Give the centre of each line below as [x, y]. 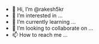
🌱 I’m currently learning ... [44, 22]
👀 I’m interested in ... [37, 15]
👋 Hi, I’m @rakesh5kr [38, 9]
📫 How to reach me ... [40, 35]
